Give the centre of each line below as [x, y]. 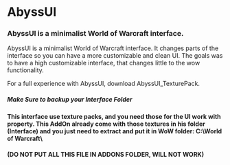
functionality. [26, 70]
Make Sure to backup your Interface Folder [70, 100]
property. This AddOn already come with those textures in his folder [106, 124]
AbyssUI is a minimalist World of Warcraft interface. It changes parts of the [113, 48]
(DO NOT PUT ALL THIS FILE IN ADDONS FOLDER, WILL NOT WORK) [106, 155]
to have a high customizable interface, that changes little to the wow [104, 63]
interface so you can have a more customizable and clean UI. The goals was [115, 56]
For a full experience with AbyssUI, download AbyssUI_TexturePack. [104, 84]
